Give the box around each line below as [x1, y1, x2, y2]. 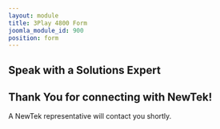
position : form [8, 33, 59, 42]
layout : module [8, 11, 59, 20]
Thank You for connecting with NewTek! [8, 91, 213, 104]
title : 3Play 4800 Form [8, 19, 88, 27]
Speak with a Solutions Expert [8, 63, 162, 76]
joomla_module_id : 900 [8, 26, 84, 34]
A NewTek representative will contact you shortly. [8, 111, 172, 121]
